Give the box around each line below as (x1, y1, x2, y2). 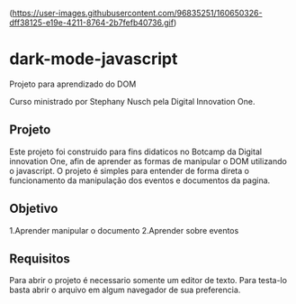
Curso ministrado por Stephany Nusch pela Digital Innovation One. (9, 96, 256, 106)
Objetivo (9, 201, 58, 216)
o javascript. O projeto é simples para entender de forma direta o (9, 165, 250, 176)
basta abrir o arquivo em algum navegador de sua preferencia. (9, 284, 241, 296)
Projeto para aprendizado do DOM (9, 78, 137, 89)
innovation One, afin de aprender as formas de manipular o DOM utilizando (9, 155, 288, 166)
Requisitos (9, 251, 70, 266)
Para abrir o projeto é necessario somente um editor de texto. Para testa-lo (9, 275, 288, 286)
